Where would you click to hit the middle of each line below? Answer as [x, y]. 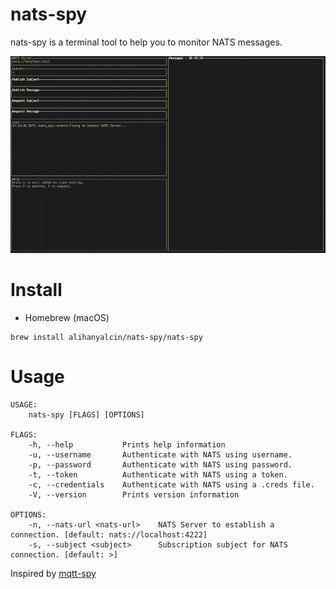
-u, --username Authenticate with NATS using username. [160, 454]
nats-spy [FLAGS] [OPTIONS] [86, 414]
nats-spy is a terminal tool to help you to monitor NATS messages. [146, 42]
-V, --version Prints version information [134, 494]
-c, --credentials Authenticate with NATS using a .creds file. [171, 484]
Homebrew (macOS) [67, 317]
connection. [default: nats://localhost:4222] [109, 534]
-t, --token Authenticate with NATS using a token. [158, 474]
